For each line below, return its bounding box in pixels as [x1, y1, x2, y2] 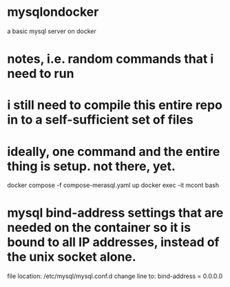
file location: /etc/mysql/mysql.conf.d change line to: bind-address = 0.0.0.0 [7, 272, 223, 280]
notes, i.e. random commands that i [7, 51, 214, 67]
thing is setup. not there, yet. [7, 158, 176, 174]
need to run [7, 66, 74, 81]
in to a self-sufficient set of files [7, 112, 194, 128]
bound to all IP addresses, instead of [7, 235, 220, 250]
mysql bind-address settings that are [7, 205, 224, 221]
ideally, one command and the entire [7, 143, 220, 159]
